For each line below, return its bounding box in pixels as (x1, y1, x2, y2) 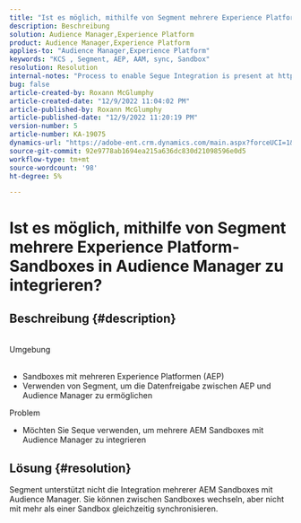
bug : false (9, 80, 50, 89)
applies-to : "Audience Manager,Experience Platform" (9, 47, 211, 56)
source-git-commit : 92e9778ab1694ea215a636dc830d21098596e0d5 (9, 146, 246, 155)
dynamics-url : (9, 138, 63, 147)
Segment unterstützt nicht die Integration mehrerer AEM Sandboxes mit (9, 484, 273, 495)
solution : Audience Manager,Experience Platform (9, 30, 194, 39)
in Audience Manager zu (98, 257, 284, 276)
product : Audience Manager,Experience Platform (9, 38, 191, 48)
